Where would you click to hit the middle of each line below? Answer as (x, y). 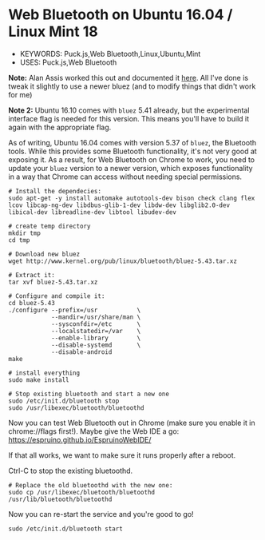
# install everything (44, 373)
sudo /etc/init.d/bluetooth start (66, 529)
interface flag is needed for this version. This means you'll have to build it (129, 118)
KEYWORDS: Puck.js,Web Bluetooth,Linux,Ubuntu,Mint (110, 54)
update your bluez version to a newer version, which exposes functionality (131, 168)
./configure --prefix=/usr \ (75, 310)
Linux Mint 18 (53, 32)
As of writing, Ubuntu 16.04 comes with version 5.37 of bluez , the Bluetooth (132, 142)
